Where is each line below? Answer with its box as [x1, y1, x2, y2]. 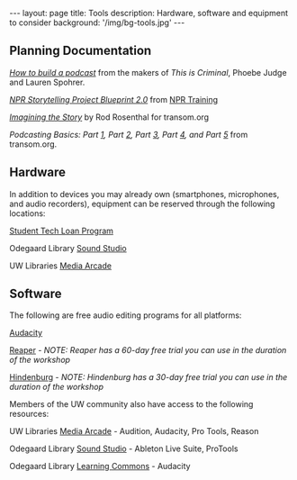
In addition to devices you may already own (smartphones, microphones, [9, 188, 280, 199]
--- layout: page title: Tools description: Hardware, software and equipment [9, 8, 288, 18]
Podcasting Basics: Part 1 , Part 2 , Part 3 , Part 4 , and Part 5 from [9, 129, 248, 140]
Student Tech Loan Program [9, 225, 114, 236]
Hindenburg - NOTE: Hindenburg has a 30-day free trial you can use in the [9, 372, 288, 383]
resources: [9, 409, 49, 420]
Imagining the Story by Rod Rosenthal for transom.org [9, 112, 210, 122]
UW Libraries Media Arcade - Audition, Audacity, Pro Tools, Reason [9, 426, 259, 437]
